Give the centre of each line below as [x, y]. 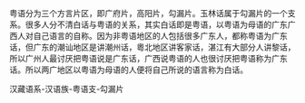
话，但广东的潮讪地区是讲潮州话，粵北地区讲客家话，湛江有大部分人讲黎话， [152, 47]
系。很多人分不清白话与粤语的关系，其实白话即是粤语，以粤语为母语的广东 [148, 24]
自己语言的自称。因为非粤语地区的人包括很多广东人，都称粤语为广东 [160, 36]
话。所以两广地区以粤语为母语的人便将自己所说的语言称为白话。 [128, 70]
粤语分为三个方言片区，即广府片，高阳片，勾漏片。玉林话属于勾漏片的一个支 [152, 13]
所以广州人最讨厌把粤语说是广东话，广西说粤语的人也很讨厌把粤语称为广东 [148, 58]
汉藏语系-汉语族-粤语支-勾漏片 [67, 89]
